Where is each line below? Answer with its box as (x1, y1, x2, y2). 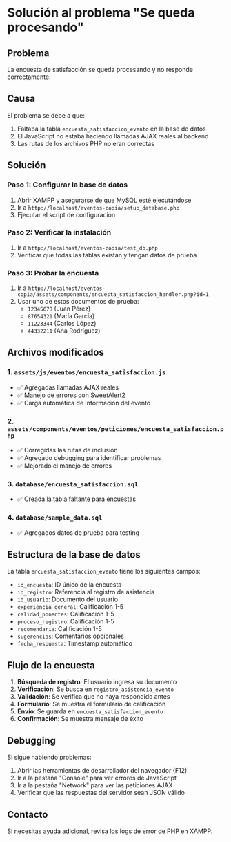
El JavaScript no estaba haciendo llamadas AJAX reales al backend (17, 131, 209, 140)
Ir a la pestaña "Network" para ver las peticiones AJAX (17, 781, 173, 789)
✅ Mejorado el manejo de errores (17, 461, 112, 470)
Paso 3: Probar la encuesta (7, 268, 99, 277)
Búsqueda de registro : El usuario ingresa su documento (17, 678, 177, 686)
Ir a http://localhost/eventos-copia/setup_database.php (17, 203, 180, 212)
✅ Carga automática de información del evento (17, 399, 151, 407)
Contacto (7, 808, 48, 821)
